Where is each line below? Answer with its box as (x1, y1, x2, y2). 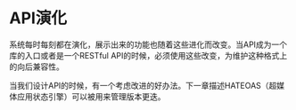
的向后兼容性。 (9, 61, 64, 72)
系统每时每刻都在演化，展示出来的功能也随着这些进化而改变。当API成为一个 (9, 39, 288, 50)
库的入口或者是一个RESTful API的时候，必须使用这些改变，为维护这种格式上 (9, 50, 288, 60)
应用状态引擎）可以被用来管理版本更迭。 (16, 90, 166, 102)
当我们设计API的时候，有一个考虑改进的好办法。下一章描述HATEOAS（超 (9, 80, 277, 90)
